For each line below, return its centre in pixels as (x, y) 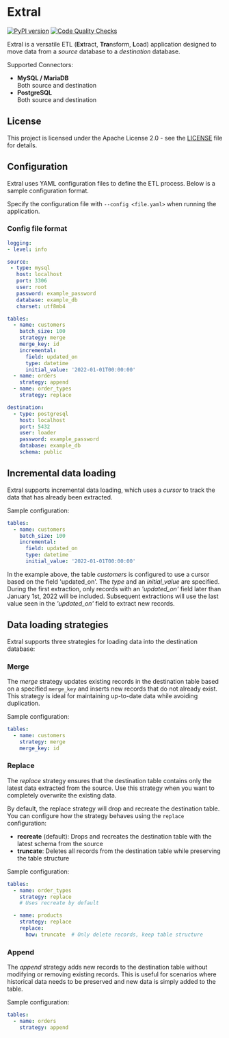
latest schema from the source (60, 843)
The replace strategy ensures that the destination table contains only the (109, 780)
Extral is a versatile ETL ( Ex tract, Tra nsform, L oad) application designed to (112, 44)
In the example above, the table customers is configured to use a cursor (108, 574)
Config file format (37, 229)
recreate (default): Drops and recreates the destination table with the (114, 836)
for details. (22, 145)
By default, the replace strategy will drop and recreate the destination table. (113, 808)
